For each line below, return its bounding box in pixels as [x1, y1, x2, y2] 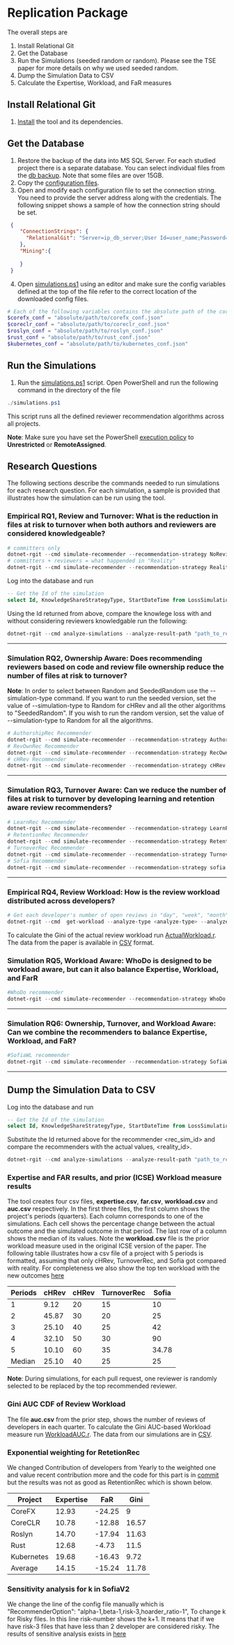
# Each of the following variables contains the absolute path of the [7, 308, 217, 315]
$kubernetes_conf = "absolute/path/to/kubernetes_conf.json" [7, 340, 189, 347]
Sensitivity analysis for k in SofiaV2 [7, 1584, 130, 1593]
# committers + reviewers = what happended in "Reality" [7, 557, 176, 565]
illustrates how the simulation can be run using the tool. [7, 494, 166, 502]
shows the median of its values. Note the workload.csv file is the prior [7, 1234, 210, 1243]
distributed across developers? [7, 896, 116, 906]
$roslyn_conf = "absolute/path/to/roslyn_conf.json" [7, 327, 164, 334]
